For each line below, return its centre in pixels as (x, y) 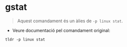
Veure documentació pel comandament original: (61, 30)
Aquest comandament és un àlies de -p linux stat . (70, 21)
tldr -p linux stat (25, 39)
